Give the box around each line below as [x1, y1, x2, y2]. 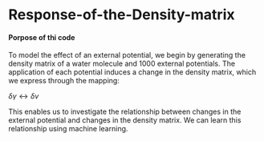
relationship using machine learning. [8, 124, 128, 134]
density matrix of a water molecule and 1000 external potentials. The [8, 58, 235, 69]
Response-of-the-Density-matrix [8, 6, 235, 24]
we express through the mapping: [8, 76, 120, 86]
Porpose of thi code [8, 32, 75, 42]
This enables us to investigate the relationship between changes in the [8, 107, 242, 117]
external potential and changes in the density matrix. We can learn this [8, 115, 242, 125]
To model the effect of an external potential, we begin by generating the [8, 50, 246, 60]
